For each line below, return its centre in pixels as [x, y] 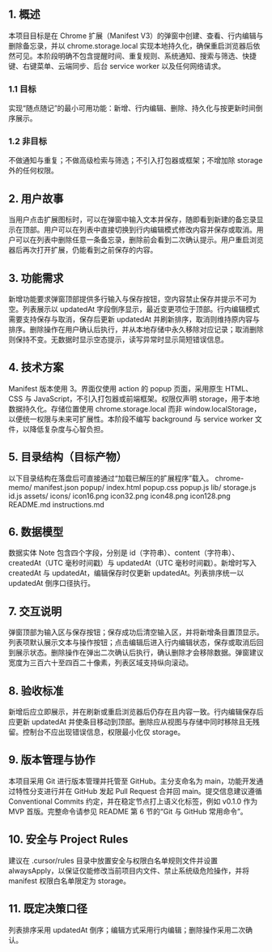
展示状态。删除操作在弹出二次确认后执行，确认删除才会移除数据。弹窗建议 [139, 653]
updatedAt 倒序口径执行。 [52, 583]
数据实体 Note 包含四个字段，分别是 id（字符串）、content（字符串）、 [124, 553]
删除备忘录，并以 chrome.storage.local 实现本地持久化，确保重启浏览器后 [131, 45]
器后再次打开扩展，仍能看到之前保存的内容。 [83, 250]
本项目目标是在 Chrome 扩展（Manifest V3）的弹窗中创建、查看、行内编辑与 [136, 36]
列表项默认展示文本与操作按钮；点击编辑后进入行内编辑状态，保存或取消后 [132, 642]
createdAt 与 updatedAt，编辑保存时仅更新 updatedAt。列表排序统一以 [126, 573]
